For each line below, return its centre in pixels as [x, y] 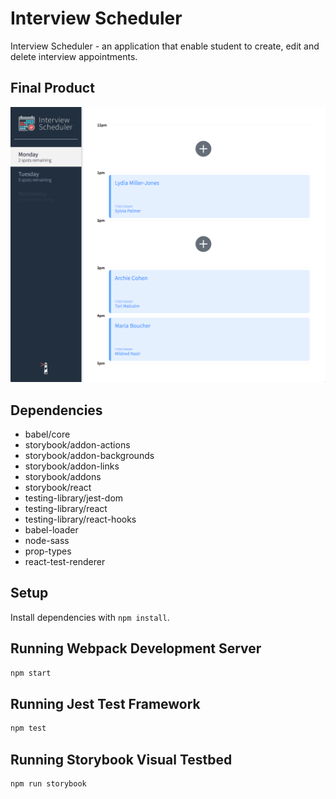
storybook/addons [63, 477]
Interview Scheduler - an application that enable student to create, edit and [165, 46]
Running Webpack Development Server [136, 648]
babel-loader [51, 530]
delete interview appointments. [74, 56]
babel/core [47, 434]
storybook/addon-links [72, 466]
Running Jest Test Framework [105, 703]
